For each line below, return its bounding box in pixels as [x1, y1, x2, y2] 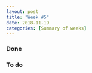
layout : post [6, 8, 39, 15]
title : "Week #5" [6, 14, 50, 20]
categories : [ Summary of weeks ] [6, 25, 87, 31]
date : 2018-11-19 [6, 20, 50, 26]
